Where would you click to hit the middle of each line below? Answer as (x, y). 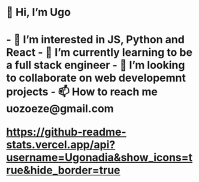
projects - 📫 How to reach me (82, 92)
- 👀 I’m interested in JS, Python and (95, 40)
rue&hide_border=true (63, 170)
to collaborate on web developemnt (96, 78)
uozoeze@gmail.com (60, 109)
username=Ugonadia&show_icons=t (99, 158)
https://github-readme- (67, 132)
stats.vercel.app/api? (61, 145)
